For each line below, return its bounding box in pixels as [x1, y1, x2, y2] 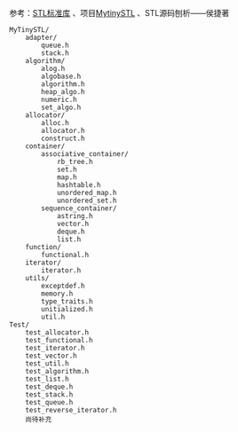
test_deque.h [25, 382, 74, 391]
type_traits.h [41, 297, 93, 306]
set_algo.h [41, 103, 82, 112]
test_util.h [25, 359, 69, 368]
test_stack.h [25, 390, 74, 399]
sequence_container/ [41, 204, 117, 213]
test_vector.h [25, 351, 77, 360]
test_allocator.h [25, 328, 90, 337]
